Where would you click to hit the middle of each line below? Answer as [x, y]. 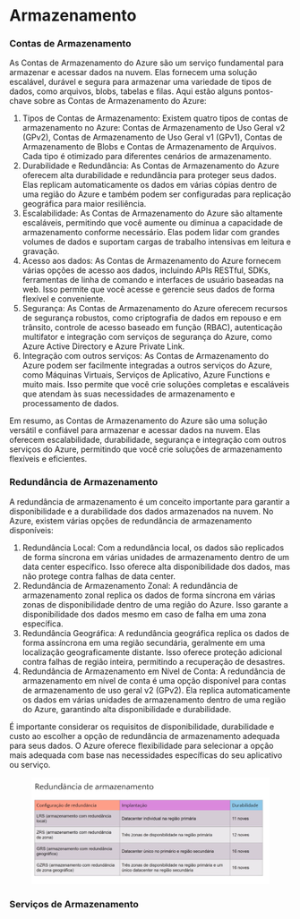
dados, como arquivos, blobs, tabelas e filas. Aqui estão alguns [126, 91]
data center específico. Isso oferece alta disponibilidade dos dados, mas [156, 566]
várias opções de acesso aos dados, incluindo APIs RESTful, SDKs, [146, 270]
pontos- [259, 91]
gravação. [41, 251]
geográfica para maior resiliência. [84, 204]
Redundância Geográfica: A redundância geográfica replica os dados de [155, 633]
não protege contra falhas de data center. [99, 576]
